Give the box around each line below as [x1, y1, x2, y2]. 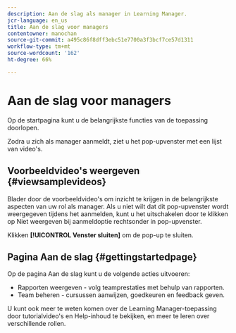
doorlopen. [7, 123, 39, 132]
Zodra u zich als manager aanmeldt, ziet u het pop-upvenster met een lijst [7, 137, 222, 145]
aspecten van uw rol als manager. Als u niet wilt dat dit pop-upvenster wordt [7, 202, 229, 211]
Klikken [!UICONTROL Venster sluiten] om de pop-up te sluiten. [7, 230, 194, 239]
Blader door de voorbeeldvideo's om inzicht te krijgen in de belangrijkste [7, 194, 218, 203]
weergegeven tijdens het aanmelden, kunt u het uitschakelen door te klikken [7, 209, 229, 218]
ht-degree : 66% [7, 56, 52, 63]
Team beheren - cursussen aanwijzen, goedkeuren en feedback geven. [17, 291, 225, 299]
